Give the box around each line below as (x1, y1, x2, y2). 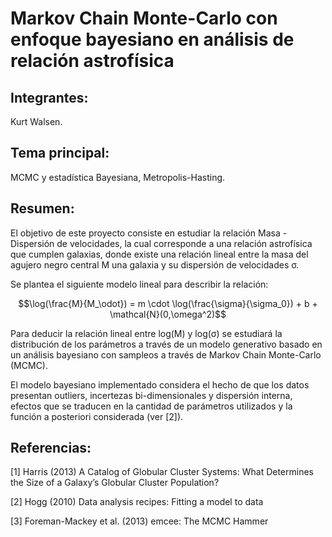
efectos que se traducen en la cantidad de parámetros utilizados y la (10, 400, 293, 412)
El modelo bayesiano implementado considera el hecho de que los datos (10, 378, 310, 391)
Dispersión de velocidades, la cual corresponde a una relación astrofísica (10, 237, 313, 249)
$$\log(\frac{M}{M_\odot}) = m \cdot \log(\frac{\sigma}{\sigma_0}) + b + (18, 297, 318, 309)
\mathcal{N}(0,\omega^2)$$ (109, 308, 227, 320)
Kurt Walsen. (10, 116, 63, 127)
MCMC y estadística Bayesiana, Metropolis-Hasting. (10, 171, 226, 183)
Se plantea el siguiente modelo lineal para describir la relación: (10, 278, 269, 290)
